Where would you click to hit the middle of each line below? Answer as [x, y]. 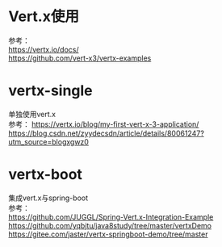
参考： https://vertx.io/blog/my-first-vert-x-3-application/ [104, 124]
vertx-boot [46, 175]
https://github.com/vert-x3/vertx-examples [80, 58]
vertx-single [50, 91]
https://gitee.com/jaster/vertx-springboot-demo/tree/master [108, 234]
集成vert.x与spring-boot [48, 198]
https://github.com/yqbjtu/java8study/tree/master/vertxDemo [110, 225]
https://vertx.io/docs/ [44, 49]
